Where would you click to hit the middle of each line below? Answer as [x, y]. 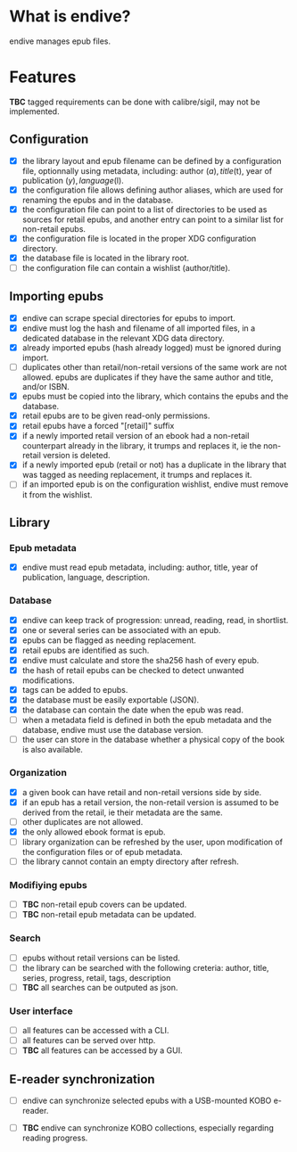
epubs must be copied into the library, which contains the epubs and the [155, 396]
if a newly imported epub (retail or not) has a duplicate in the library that [154, 465]
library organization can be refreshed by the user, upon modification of [153, 842]
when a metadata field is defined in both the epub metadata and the [147, 720]
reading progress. [55, 1138]
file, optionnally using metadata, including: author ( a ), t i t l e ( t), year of [147, 170]
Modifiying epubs [48, 885]
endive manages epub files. [60, 41]
